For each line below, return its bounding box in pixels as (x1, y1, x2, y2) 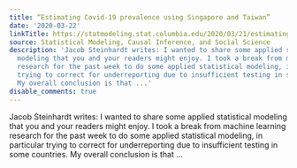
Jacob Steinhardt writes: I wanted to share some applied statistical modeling (9, 111, 287, 122)
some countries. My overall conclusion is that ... (9, 149, 184, 159)
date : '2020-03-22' (9, 21, 81, 30)
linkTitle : (9, 29, 49, 38)
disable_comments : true (9, 87, 97, 95)
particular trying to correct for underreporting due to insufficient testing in (9, 139, 278, 150)
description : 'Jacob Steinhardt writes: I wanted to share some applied (9, 46, 283, 55)
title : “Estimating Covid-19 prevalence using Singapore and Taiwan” (9, 12, 271, 22)
